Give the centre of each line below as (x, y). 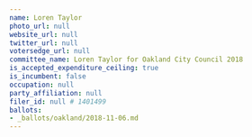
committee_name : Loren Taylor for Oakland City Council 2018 (126, 59)
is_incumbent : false (48, 77)
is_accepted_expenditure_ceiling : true (84, 68)
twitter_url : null (44, 43)
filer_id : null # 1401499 (58, 101)
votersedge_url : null (50, 51)
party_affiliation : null (56, 93)
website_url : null (44, 34)
